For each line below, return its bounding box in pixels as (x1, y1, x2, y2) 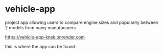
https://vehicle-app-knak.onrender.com (5, 34, 85, 40)
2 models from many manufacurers (5, 24, 76, 30)
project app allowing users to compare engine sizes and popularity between (5, 19, 159, 25)
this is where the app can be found (5, 43, 75, 49)
